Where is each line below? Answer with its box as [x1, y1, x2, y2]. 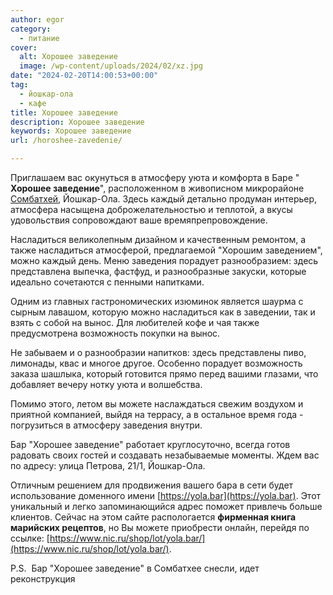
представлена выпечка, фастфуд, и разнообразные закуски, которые [10, 266, 307, 277]
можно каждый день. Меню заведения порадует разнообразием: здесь [10, 255, 319, 266]
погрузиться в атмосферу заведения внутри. [10, 419, 203, 431]
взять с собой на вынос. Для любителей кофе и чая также [10, 317, 260, 328]
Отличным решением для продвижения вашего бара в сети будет [10, 479, 294, 491]
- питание [19, 33, 60, 43]
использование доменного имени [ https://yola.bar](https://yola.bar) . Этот [10, 490, 322, 501]
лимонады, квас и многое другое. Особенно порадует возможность [10, 357, 303, 369]
